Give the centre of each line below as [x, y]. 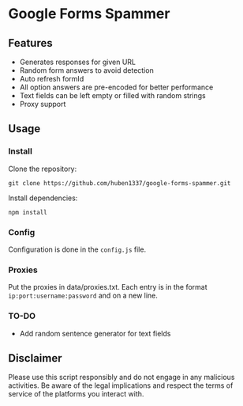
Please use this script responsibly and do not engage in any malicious [121, 378]
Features [30, 43]
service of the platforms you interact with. [76, 394]
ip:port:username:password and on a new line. [83, 296]
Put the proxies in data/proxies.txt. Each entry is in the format [108, 287]
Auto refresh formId [52, 79]
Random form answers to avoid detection [86, 70]
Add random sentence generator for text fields [95, 333]
